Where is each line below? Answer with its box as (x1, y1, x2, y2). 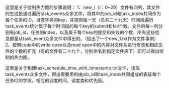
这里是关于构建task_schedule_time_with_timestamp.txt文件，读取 (5, 65, 140, 71)
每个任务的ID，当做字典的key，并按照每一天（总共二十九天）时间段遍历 (5, 17, 153, 22)
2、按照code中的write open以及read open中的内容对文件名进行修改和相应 (5, 42, 158, 47)
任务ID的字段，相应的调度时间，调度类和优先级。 (5, 77, 107, 83)
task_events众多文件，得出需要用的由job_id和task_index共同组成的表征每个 (5, 71, 161, 77)
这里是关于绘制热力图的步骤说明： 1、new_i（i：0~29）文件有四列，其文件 (5, 4, 160, 10)
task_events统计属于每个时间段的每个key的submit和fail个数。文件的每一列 (5, 23, 158, 29)
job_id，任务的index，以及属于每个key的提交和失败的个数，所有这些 (14, 29, 155, 35)
